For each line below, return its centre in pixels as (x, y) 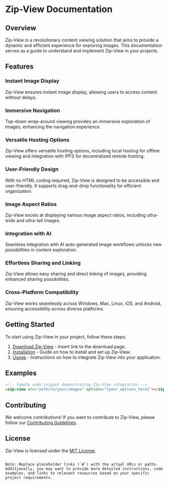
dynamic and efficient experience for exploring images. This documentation (84, 45)
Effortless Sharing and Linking (43, 263)
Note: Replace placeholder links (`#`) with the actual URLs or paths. (82, 464)
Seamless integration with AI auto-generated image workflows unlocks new (83, 245)
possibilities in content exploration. (41, 250)
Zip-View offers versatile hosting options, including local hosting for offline (82, 151)
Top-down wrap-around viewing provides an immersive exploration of (78, 121)
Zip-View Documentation (59, 9)
